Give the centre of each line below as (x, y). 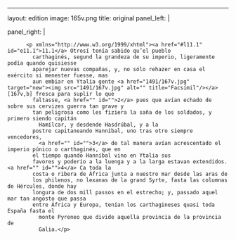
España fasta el (31, 211)
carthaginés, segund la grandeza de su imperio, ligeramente (124, 57)
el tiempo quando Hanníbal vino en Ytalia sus (102, 156)
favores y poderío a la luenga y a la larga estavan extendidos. (130, 162)
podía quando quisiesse (42, 63)
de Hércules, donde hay (42, 187)
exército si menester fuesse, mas (58, 75)
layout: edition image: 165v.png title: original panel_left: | (88, 18)
